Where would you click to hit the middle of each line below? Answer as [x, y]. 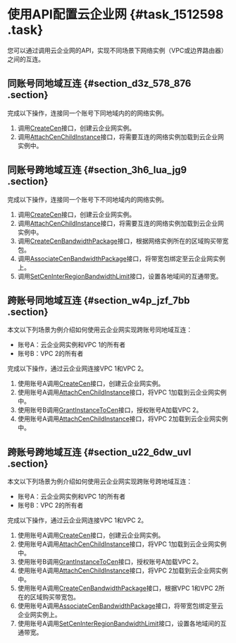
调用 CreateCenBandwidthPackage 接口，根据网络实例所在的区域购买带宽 [123, 241]
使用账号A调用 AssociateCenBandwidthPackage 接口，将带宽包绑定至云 [120, 606]
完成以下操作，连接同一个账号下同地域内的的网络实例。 [87, 113]
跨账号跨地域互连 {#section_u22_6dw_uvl [99, 452]
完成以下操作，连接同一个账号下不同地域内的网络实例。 [87, 199]
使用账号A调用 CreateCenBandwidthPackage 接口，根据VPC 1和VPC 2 [118, 588]
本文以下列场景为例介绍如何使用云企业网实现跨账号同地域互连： [100, 330]
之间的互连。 [26, 59]
